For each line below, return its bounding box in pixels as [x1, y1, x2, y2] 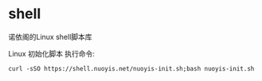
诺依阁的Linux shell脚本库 [8, 32, 93, 41]
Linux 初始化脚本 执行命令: [8, 48, 96, 58]
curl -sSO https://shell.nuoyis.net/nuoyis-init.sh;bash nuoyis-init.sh [8, 64, 255, 72]
